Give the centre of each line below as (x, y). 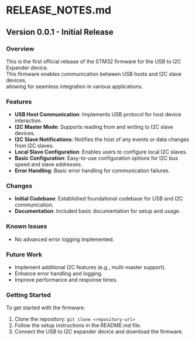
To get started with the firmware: (46, 308)
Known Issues (27, 226)
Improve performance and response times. (66, 280)
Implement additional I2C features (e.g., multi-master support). (90, 268)
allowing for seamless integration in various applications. (75, 86)
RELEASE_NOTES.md (59, 10)
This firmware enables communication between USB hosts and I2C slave (94, 73)
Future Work (24, 255)
